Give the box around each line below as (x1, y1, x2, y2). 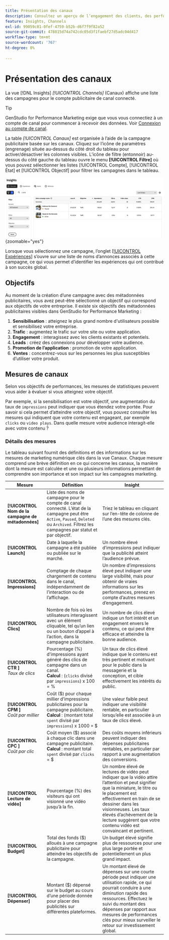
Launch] (7, 550, 25, 556)
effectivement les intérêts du (102, 678, 162, 684)
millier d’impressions (47, 696, 90, 702)
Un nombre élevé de (102, 763, 144, 770)
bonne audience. (102, 636, 137, 642)
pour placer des (47, 898, 79, 904)
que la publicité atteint (102, 550, 148, 556)
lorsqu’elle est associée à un (102, 712, 161, 718)
